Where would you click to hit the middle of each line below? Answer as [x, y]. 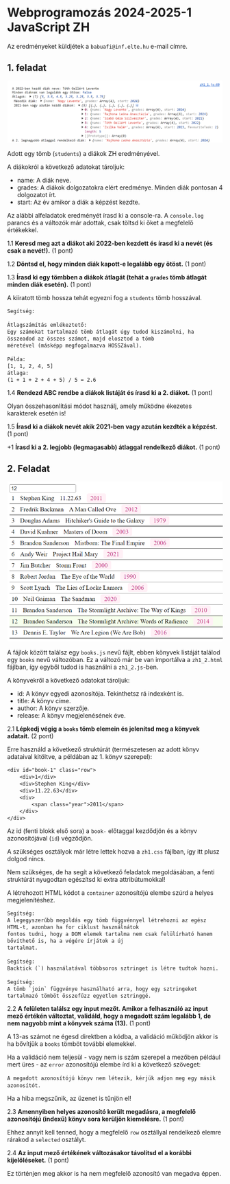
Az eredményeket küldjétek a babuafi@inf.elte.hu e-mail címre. [98, 46]
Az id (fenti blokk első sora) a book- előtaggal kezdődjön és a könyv [102, 831]
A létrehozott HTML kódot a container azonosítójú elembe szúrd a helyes [110, 893]
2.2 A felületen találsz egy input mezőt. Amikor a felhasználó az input [108, 1009]
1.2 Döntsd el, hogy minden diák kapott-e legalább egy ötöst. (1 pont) [107, 264]
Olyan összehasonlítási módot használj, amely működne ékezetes [100, 406]
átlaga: [18, 373]
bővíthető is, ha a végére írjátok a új [66, 941]
